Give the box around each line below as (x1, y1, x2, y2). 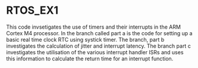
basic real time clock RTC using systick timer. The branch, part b (6, 36, 165, 43)
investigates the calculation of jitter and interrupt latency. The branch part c (6, 42, 191, 50)
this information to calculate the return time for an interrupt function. (6, 55, 174, 62)
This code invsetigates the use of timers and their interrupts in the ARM (6, 23, 181, 30)
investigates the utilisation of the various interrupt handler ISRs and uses (6, 48, 184, 55)
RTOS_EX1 (6, 4, 59, 17)
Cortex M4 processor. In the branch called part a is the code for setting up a (6, 29, 193, 36)
